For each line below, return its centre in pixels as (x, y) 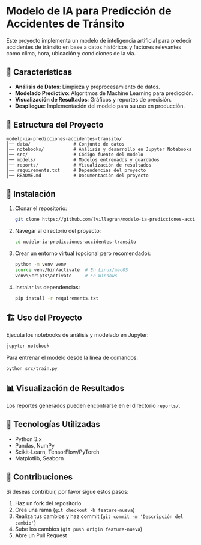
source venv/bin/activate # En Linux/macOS (71, 270)
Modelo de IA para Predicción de (89, 11)
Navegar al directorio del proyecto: (58, 231)
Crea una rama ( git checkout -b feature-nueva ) (75, 510)
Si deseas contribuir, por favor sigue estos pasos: (67, 491)
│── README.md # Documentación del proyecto (77, 176)
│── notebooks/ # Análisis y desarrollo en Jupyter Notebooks (99, 149)
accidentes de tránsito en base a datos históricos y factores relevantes (94, 47)
